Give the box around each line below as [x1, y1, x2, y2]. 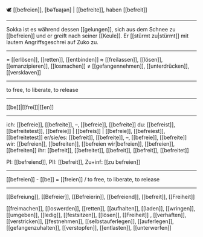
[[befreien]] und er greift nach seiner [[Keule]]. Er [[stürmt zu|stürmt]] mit [6, 32, 189, 39]
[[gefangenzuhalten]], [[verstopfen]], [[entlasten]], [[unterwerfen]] [6, 224, 172, 231]
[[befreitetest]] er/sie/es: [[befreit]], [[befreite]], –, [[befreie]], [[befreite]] [6, 134, 187, 141]
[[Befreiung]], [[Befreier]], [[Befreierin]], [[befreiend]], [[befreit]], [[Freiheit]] [6, 193, 195, 200]
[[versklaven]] [6, 69, 41, 76]
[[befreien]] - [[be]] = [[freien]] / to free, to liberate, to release [6, 176, 160, 183]
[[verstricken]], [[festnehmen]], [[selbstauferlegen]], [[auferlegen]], [6, 218, 174, 225]
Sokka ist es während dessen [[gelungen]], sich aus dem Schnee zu [6, 26, 176, 33]
